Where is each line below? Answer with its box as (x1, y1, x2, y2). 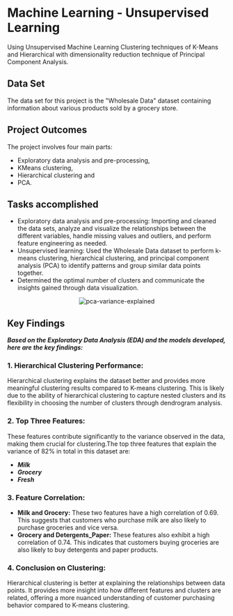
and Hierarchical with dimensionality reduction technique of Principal (7, 50, 205, 59)
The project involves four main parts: (7, 142, 113, 151)
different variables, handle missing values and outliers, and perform (17, 232, 211, 240)
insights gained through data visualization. (17, 284, 139, 292)
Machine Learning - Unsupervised (7, 5, 209, 21)
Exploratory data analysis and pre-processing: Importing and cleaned (17, 217, 217, 225)
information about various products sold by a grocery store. (7, 103, 179, 112)
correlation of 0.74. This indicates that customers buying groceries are (17, 539, 219, 547)
